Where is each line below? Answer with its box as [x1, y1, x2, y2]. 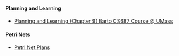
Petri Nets [5, 31, 30, 38]
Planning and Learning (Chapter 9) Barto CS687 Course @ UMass [13, 17, 173, 24]
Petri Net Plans [13, 44, 50, 51]
